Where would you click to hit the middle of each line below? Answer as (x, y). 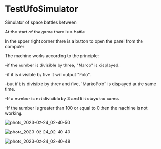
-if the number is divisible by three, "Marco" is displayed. (62, 65)
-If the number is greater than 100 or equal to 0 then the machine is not (76, 108)
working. (14, 113)
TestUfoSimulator (41, 9)
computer (15, 46)
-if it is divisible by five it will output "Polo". (48, 74)
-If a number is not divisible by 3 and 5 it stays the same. (62, 99)
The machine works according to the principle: (52, 56)
